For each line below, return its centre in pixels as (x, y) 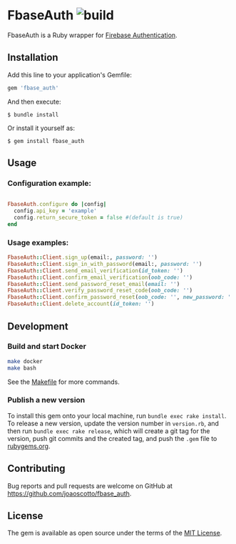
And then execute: (34, 102)
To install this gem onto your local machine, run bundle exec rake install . (117, 415)
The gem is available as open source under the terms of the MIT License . (115, 533)
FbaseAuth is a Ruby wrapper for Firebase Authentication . (92, 35)
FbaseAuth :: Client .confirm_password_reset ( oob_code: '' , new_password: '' (121, 297)
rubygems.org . (29, 446)
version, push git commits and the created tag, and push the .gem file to (112, 438)
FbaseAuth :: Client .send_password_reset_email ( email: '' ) (94, 284)
